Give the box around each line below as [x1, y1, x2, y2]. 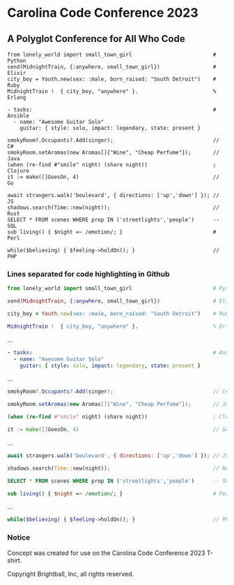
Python [7, 57, 26, 64]
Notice [7, 533, 31, 542]
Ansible [7, 113, 30, 120]
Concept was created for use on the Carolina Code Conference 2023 [7, 549, 205, 557]
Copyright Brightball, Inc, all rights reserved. [7, 570, 134, 578]
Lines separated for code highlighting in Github [7, 269, 170, 279]
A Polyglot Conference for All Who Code [7, 33, 186, 45]
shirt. [7, 556, 22, 564]
